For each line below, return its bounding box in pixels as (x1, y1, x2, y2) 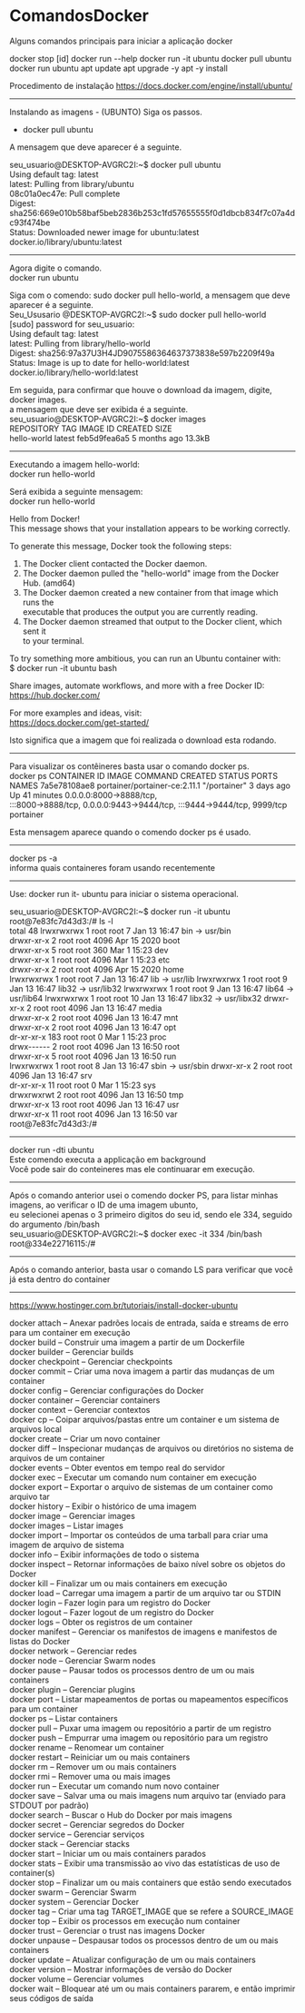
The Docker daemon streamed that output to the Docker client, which (22, 616, 283, 627)
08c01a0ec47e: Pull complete (9, 188, 121, 199)
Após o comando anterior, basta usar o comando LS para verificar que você (9, 1264, 293, 1275)
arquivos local (9, 1423, 62, 1435)
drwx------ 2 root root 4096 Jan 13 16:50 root (9, 1041, 180, 1051)
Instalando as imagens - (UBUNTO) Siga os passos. (9, 106, 202, 117)
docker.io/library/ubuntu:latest (9, 236, 123, 247)
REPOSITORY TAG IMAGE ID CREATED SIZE (9, 423, 172, 434)
